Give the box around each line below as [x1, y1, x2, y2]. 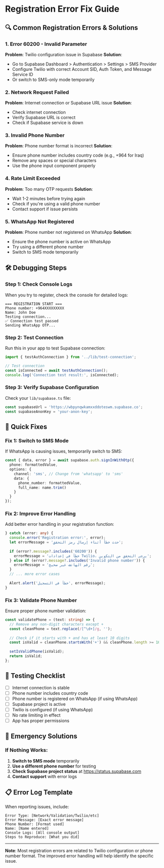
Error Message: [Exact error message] [5, 817, 84, 822]
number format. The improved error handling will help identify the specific [5, 853, 154, 859]
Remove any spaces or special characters [12, 158, 97, 164]
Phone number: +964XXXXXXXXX [5, 306, 64, 310]
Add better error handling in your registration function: [5, 521, 115, 527]
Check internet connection [12, 109, 66, 115]
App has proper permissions [12, 718, 70, 723]
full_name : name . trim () [18, 485, 67, 490]
